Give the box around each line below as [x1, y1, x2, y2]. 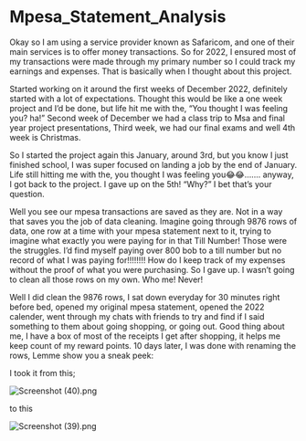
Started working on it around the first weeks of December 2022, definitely [9, 83, 288, 94]
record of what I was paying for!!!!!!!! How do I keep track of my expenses [9, 254, 286, 266]
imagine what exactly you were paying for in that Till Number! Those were [9, 235, 288, 246]
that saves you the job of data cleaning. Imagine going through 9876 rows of [9, 215, 298, 226]
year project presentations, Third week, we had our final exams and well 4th [9, 121, 296, 133]
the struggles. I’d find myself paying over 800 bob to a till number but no [9, 245, 282, 256]
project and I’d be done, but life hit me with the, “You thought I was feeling [9, 102, 289, 113]
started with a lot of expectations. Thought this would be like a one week [9, 93, 283, 104]
